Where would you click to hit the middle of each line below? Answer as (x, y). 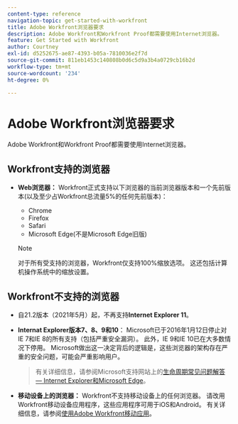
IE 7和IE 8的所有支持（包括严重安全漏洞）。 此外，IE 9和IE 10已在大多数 (121, 339)
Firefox (38, 218)
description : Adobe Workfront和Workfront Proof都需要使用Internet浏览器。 (115, 34)
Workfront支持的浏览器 (59, 169)
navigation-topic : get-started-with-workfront (77, 21)
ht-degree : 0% (28, 80)
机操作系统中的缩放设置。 (55, 272)
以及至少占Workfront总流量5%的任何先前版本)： (97, 197)
